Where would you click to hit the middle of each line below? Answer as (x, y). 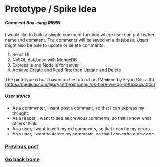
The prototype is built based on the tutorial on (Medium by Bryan (70, 80)
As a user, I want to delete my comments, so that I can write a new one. (84, 134)
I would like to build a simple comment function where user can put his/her (80, 35)
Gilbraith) (145, 80)
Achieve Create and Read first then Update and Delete (66, 70)
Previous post (22, 147)
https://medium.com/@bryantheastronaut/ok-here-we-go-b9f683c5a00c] (81, 85)
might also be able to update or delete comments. (55, 45)
